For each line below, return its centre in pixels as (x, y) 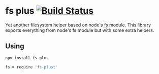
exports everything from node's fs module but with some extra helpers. (80, 30)
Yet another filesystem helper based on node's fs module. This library (78, 25)
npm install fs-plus (27, 58)
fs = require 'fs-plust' (31, 67)
